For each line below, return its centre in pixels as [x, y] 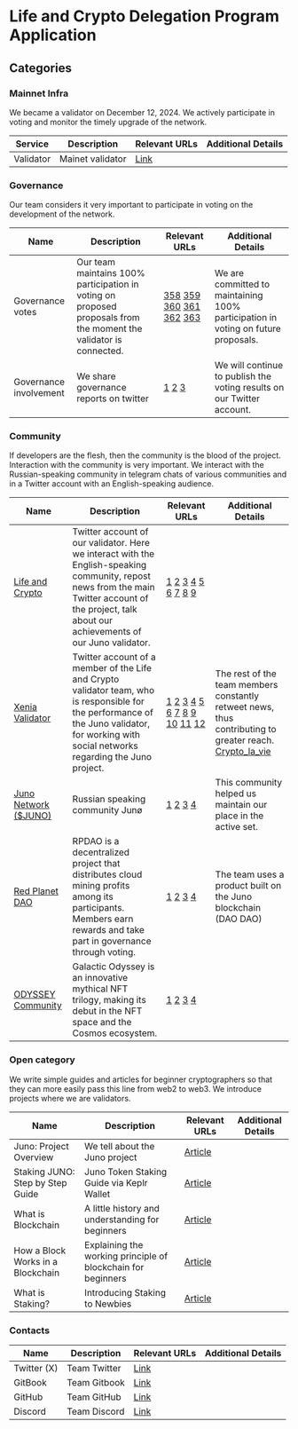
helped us [236, 793]
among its [93, 896]
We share [97, 376]
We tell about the [119, 1146]
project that [96, 864]
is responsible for [108, 701]
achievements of [107, 632]
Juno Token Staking [125, 1172]
